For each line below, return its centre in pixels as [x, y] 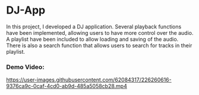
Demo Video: [25, 67]
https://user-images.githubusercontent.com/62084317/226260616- [89, 80]
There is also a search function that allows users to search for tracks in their [99, 45]
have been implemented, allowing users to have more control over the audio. [100, 32]
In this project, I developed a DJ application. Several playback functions [94, 27]
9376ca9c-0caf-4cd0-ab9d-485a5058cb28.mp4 [67, 86]
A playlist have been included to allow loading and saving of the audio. [92, 39]
